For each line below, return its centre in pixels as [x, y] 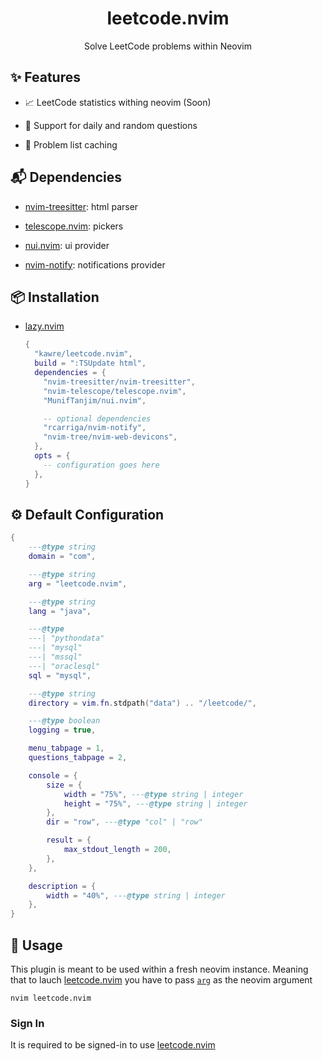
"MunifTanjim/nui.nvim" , [95, 400]
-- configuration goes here [101, 465]
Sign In [27, 1023]
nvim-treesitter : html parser [81, 206]
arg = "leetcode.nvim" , [78, 583]
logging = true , [62, 730]
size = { [64, 785]
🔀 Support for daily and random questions [111, 125]
